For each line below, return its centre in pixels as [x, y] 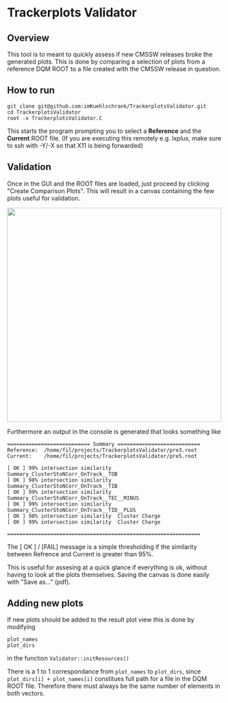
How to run [31, 90]
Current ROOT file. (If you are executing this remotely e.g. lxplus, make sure [114, 138]
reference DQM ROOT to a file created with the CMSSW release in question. [114, 69]
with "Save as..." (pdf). [39, 582]
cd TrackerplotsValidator [44, 112]
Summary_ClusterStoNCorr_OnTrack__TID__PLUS [72, 510]
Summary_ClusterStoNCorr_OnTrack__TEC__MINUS [73, 498]
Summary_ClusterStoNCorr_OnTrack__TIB [62, 486]
